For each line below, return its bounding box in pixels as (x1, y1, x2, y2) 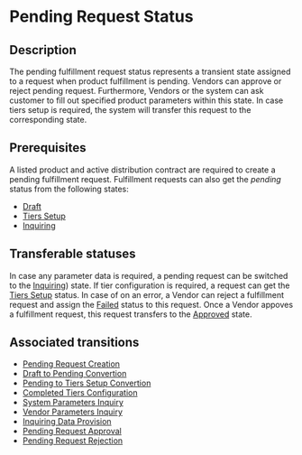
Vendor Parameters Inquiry (22, 406, 124, 417)
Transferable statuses (9, 246, 136, 262)
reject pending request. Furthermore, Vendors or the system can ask (9, 86, 264, 96)
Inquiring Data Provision (22, 416, 112, 427)
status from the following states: (9, 183, 129, 194)
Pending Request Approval (22, 426, 122, 437)
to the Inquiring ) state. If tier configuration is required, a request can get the (9, 280, 290, 291)
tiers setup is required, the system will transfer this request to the (9, 105, 252, 115)
